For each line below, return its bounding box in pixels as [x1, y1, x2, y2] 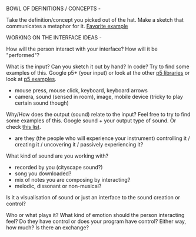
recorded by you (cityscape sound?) [14, 164, 103, 171]
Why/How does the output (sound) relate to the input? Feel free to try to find [6, 111, 191, 118]
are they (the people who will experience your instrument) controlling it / [14, 135, 190, 142]
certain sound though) [14, 99, 69, 106]
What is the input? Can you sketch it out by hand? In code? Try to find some [6, 63, 190, 70]
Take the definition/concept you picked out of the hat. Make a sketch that [6, 16, 184, 23]
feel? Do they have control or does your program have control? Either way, [6, 218, 187, 225]
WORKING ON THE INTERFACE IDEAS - [6, 34, 102, 41]
